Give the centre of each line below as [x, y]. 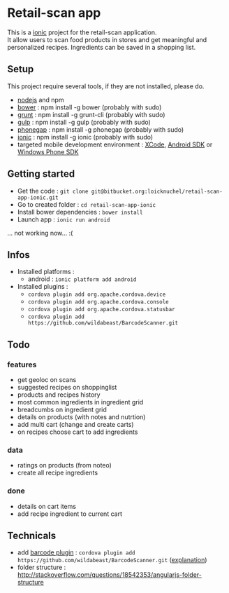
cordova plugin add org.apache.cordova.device [97, 295]
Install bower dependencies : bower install [80, 212]
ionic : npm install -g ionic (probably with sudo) [85, 137]
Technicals [32, 536]
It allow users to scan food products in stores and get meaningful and [107, 39]
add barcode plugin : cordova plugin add [76, 552]
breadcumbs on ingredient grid [62, 410]
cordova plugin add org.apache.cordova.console [98, 302]
